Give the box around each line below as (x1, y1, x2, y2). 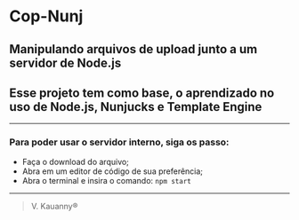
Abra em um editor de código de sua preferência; (21, 166, 203, 177)
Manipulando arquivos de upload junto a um (9, 42, 258, 57)
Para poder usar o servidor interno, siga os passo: (9, 136, 230, 148)
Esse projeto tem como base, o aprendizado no (9, 85, 275, 100)
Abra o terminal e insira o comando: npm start (21, 175, 191, 185)
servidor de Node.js (9, 55, 122, 70)
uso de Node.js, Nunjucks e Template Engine (9, 99, 263, 114)
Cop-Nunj (9, 6, 84, 27)
